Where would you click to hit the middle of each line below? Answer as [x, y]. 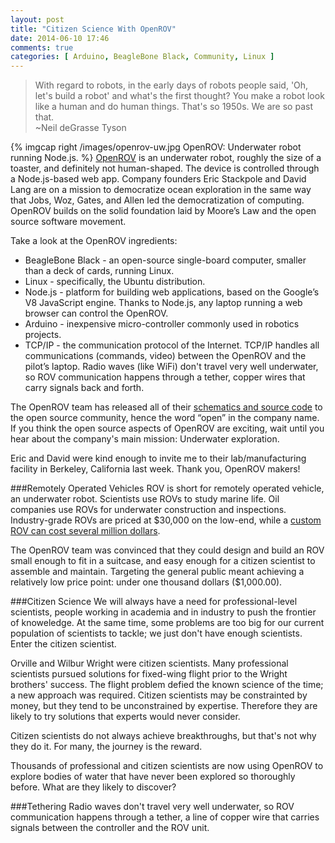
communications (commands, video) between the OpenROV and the [165, 356]
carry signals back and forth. [84, 388]
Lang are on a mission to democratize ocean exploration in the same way [161, 190]
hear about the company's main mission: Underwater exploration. [145, 439]
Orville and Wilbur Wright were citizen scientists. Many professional [149, 663]
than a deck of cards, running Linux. [99, 271]
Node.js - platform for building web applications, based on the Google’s [172, 292]
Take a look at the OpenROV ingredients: [94, 241]
